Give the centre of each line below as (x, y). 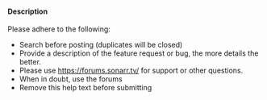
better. (30, 62)
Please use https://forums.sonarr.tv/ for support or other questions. (131, 71)
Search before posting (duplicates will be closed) (101, 45)
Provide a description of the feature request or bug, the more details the (139, 53)
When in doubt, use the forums (71, 79)
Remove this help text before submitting (86, 88)
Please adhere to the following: (59, 29)
